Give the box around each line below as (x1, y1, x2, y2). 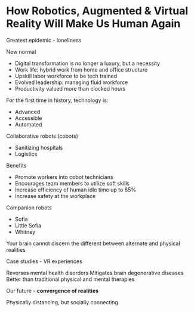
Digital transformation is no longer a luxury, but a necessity (14, 60, 160, 67)
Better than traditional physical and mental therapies (6, 276, 135, 283)
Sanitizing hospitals (14, 144, 63, 151)
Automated (14, 121, 42, 128)
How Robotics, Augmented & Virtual (6, 4, 189, 18)
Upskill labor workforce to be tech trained (14, 72, 118, 79)
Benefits (6, 162, 27, 169)
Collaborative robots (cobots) (6, 132, 79, 140)
